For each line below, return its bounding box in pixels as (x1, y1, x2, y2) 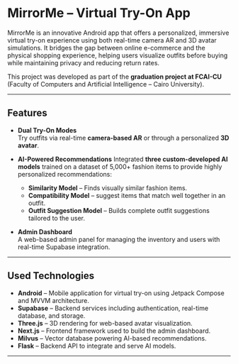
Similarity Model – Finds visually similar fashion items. (28, 183, 188, 192)
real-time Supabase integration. (17, 243, 110, 251)
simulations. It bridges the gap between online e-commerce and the (7, 43, 205, 52)
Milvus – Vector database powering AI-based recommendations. (17, 333, 207, 342)
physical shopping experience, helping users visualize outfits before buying (7, 51, 228, 60)
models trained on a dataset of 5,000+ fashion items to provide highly (17, 162, 222, 171)
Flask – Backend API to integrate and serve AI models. (17, 341, 176, 350)
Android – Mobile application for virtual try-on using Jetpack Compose (17, 289, 225, 297)
